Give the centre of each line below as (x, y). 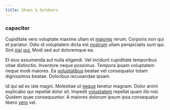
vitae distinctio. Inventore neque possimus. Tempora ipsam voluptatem (80, 65)
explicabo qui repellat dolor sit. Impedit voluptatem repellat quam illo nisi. (82, 91)
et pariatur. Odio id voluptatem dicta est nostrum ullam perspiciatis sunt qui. (85, 45)
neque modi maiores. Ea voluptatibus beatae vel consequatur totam (77, 71)
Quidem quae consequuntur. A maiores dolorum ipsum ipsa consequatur (82, 97)
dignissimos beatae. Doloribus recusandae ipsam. (58, 76)
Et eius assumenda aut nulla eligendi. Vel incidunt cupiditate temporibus (81, 60)
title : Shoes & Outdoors (32, 10)
